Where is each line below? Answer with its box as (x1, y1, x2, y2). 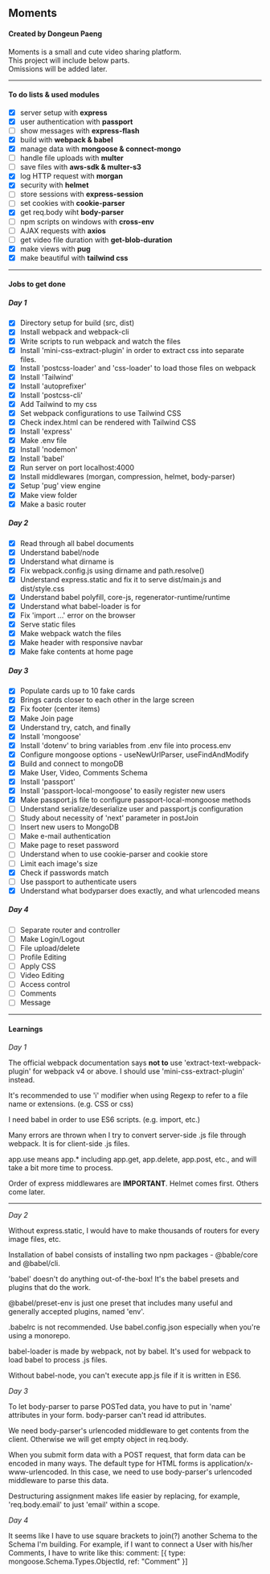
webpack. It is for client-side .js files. (8, 1138, 130, 1149)
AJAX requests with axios (19, 225, 106, 236)
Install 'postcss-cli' (19, 390, 83, 400)
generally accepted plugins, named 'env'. (8, 1306, 145, 1316)
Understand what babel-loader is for (19, 602, 141, 611)
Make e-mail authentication (19, 832, 111, 841)
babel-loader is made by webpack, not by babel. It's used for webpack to (8, 1346, 252, 1356)
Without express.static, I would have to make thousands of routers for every (8, 1226, 260, 1235)
